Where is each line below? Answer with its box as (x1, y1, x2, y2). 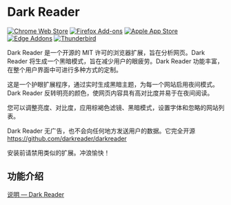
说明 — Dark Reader (7, 190, 64, 198)
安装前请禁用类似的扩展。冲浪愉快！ (7, 149, 110, 157)
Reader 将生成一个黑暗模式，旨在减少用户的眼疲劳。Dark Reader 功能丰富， (7, 56, 223, 65)
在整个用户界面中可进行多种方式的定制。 (7, 65, 122, 74)
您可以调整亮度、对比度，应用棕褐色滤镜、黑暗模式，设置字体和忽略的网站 (7, 103, 219, 111)
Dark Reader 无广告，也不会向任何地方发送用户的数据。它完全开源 (7, 127, 195, 135)
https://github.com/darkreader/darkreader (7, 134, 128, 142)
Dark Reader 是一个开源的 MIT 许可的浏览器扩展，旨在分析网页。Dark (7, 48, 205, 56)
